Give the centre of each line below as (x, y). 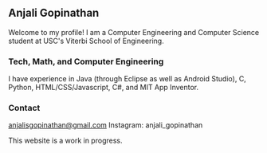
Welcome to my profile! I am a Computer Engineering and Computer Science (134, 32)
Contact (24, 108)
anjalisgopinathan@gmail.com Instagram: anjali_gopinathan (106, 125)
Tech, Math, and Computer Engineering (86, 61)
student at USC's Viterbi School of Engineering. (86, 41)
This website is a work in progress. (65, 141)
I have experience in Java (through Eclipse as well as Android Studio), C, (128, 79)
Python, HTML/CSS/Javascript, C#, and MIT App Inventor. (104, 88)
